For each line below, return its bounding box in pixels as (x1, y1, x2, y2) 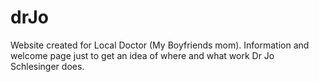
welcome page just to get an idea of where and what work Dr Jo (10, 49, 275, 61)
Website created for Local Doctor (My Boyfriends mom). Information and (10, 39, 310, 51)
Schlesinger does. (10, 60, 85, 72)
